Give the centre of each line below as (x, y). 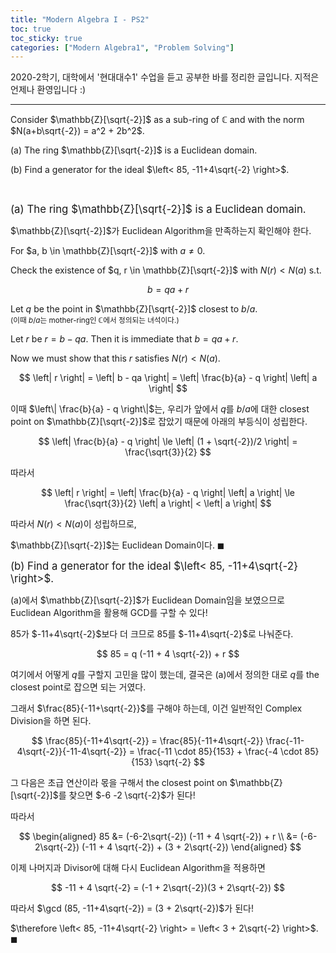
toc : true (31, 29)
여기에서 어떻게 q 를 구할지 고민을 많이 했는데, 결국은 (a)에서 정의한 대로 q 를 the (165, 675)
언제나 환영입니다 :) (48, 90)
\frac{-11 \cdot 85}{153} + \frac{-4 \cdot (219, 752)
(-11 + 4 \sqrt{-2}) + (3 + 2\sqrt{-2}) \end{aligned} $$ (191, 847)
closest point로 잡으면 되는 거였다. (78, 687)
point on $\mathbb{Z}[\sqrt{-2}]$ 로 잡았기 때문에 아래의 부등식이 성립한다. (159, 422)
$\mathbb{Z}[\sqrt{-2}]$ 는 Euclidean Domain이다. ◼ (117, 545)
